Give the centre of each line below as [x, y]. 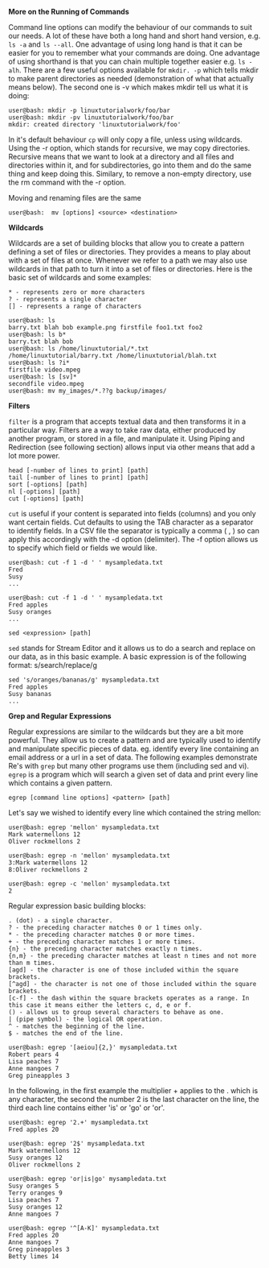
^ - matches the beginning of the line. [77, 1026]
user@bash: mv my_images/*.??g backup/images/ [88, 391]
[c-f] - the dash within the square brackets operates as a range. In [129, 998]
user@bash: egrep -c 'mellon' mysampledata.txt [90, 884]
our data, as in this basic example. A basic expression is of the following [128, 657]
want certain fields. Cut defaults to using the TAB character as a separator [131, 522]
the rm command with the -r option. [67, 182]
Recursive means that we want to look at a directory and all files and [121, 157]
